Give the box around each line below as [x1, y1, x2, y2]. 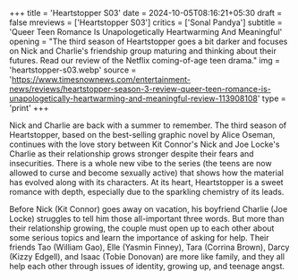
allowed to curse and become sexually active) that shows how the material [9, 167, 285, 178]
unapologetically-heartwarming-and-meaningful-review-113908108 [9, 93, 258, 104]
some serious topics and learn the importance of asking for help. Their [9, 233, 269, 242]
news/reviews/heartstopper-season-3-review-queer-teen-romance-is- [9, 84, 271, 94]
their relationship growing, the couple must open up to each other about [9, 223, 275, 233]
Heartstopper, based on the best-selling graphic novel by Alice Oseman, [9, 130, 276, 140]
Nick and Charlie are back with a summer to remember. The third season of [9, 120, 287, 131]
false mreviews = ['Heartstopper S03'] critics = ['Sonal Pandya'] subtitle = [9, 17, 283, 28]
